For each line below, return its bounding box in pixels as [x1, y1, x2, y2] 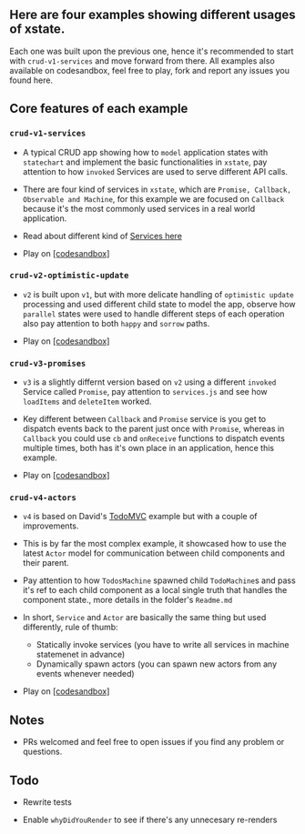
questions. [22, 746, 63, 758]
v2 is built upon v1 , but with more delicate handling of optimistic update [22, 288, 294, 299]
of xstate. [9, 22, 66, 37]
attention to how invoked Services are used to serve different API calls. [22, 166, 289, 176]
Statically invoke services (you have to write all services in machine [36, 639, 290, 650]
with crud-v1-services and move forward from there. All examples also [9, 55, 275, 66]
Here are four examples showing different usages [9, 7, 296, 23]
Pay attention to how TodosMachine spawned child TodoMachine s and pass [22, 575, 296, 586]
